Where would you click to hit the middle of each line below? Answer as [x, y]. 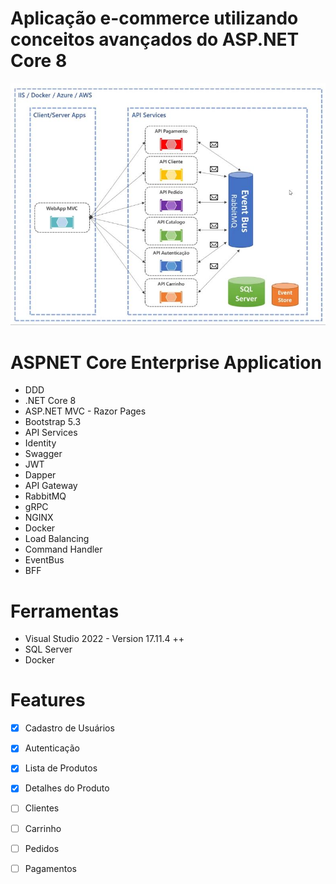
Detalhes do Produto [67, 788]
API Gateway [51, 486]
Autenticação [52, 748]
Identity [40, 443]
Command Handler [63, 549]
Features [48, 700]
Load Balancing [57, 539]
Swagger [43, 454]
